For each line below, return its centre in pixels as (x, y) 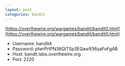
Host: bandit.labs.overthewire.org (46, 54)
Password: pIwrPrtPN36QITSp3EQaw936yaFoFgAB (65, 49)
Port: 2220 (23, 59)
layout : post (19, 10)
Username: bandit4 (32, 43)
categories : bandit (25, 14)
